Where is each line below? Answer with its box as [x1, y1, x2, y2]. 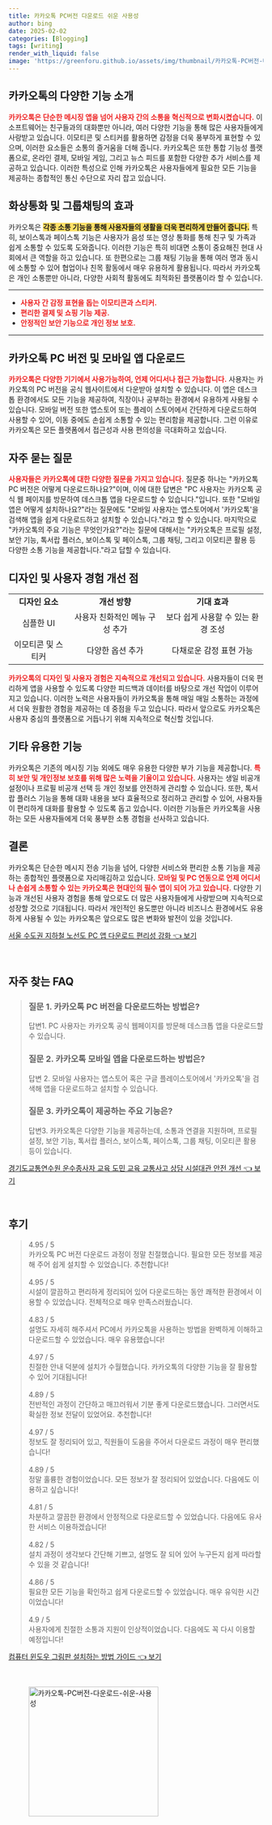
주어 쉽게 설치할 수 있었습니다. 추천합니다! [36, 1259, 169, 1269]
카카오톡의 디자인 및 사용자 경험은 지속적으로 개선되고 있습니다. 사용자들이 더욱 [8, 673, 255, 683]
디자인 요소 [19, 596, 59, 607]
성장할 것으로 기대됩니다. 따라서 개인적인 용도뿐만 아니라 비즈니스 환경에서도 [8, 903, 249, 913]
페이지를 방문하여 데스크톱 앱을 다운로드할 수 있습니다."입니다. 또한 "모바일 [25, 495, 261, 504]
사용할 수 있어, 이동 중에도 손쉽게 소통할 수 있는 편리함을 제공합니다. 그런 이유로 [8, 415, 259, 425]
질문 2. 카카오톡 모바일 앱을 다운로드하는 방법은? [28, 1053, 206, 1065]
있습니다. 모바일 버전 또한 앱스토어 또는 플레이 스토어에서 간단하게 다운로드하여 [8, 405, 257, 414]
